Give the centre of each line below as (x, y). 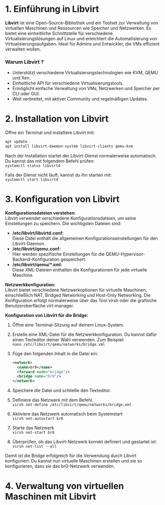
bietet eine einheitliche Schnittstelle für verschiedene (59, 33)
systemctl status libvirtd (33, 166)
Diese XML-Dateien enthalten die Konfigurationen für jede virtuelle (80, 270)
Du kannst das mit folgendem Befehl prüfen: (50, 161)
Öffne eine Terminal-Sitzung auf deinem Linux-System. (68, 324)
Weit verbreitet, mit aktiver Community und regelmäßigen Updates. (80, 99)
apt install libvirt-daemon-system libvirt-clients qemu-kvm (69, 146)
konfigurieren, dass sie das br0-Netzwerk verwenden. (60, 466)
